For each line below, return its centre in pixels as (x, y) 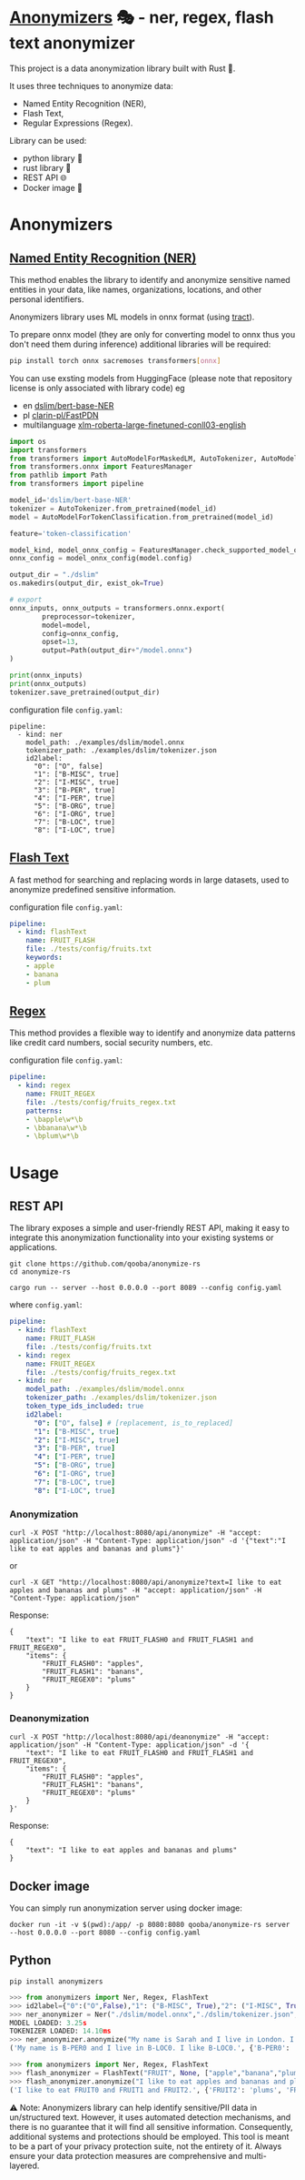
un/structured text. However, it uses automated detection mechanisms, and (150, 2117)
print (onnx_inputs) (46, 676)
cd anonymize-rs (40, 1272)
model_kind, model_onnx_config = (73, 550)
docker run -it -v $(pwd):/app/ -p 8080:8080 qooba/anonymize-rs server (150, 1925)
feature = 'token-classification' (70, 533)
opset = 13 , (60, 642)
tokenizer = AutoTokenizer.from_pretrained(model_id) (113, 509)
